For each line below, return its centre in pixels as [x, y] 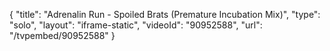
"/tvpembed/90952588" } [62, 35]
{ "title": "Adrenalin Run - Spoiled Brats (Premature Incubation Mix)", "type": [165, 14]
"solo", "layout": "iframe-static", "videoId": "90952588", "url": [136, 25]
